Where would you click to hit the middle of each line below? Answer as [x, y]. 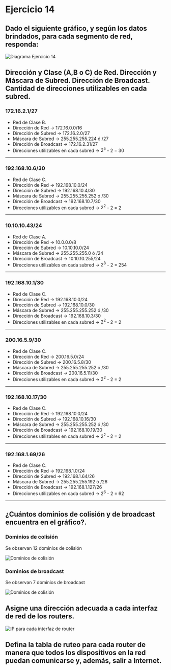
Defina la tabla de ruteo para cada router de [76, 645]
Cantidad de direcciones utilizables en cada [76, 89]
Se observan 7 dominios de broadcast [45, 583]
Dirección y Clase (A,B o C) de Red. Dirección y [81, 73]
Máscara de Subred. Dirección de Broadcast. [78, 81]
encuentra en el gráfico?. [46, 522]
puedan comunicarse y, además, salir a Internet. [83, 661]
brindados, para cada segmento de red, [69, 36]
